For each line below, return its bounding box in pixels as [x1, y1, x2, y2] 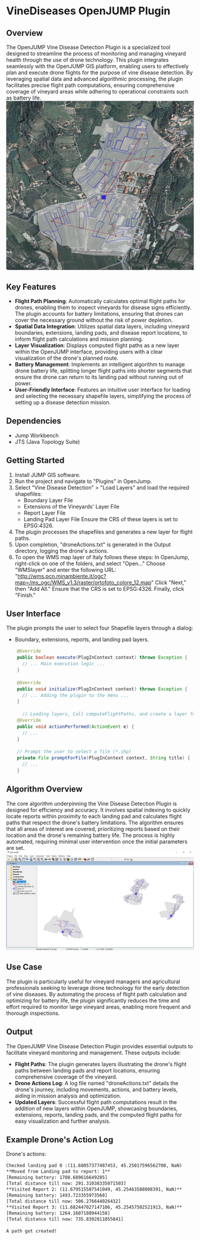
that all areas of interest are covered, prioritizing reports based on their [6, 825, 180, 832]
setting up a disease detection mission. [14, 399, 111, 406]
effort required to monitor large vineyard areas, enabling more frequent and [6, 1003, 191, 1010]
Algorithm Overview [6, 784, 83, 795]
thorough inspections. [6, 1010, 60, 1017]
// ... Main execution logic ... [21, 661, 105, 667]
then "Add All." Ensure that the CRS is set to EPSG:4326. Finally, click [14, 585, 185, 592]
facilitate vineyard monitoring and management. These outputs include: [6, 1049, 182, 1056]
